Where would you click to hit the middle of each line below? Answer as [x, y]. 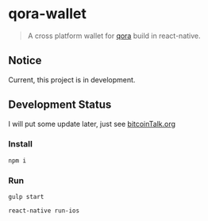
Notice [25, 61]
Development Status [60, 105]
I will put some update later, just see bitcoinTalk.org [92, 124]
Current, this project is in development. [72, 79]
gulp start [26, 197]
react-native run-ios [44, 211]
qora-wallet [48, 14]
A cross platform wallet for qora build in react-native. [114, 36]
